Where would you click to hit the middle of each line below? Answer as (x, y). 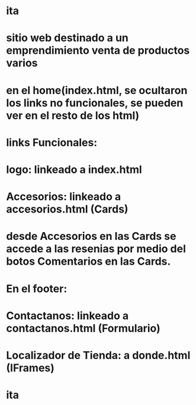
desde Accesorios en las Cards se (91, 237)
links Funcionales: (52, 142)
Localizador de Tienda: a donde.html (98, 355)
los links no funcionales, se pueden (95, 103)
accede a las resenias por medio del (96, 249)
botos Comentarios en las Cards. (89, 261)
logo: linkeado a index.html (74, 169)
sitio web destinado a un (68, 38)
